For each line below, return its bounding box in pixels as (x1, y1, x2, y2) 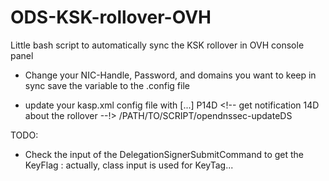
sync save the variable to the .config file (24, 79, 190, 91)
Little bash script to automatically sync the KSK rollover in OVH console (10, 39, 305, 51)
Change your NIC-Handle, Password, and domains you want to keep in (24, 69, 317, 81)
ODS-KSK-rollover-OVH (10, 6, 212, 29)
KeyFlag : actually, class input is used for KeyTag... (24, 159, 234, 171)
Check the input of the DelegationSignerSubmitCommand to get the (24, 148, 305, 160)
